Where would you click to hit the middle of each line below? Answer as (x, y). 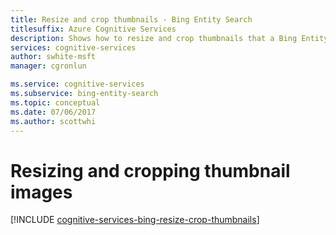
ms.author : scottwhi (53, 121)
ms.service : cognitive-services (77, 84)
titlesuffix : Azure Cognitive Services (93, 29)
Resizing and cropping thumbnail (150, 170)
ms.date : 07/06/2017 (53, 112)
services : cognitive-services (73, 47)
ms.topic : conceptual (55, 102)
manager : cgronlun (48, 66)
